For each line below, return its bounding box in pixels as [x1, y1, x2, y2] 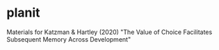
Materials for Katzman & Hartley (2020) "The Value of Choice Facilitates [6, 28, 213, 36]
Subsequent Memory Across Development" [6, 35, 131, 43]
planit [6, 5, 40, 21]
